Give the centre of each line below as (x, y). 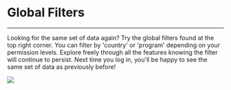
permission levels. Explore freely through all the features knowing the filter (112, 52)
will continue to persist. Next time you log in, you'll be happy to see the (107, 59)
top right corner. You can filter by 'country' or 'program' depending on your (114, 45)
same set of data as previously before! (62, 67)
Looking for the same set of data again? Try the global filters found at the (111, 37)
